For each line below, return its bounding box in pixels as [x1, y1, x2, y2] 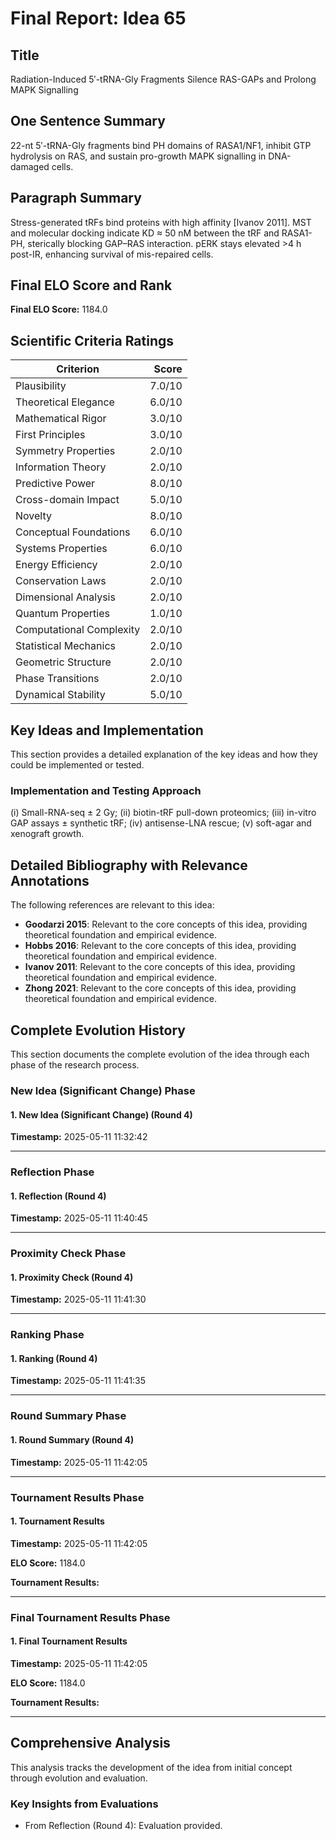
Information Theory [15, 460, 107, 474]
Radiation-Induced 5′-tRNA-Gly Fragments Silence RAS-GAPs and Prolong [10, 73, 317, 85]
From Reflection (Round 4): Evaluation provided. [24, 1819, 223, 1831]
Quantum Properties [15, 607, 110, 621]
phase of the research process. [10, 1058, 140, 1071]
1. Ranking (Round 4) [10, 1352, 98, 1364]
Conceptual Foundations [15, 525, 131, 539]
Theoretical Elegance [15, 395, 115, 409]
